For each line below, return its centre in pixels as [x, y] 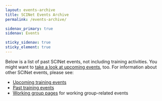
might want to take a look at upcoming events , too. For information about [81, 67]
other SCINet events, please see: [39, 72]
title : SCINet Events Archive [37, 15]
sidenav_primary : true [29, 28]
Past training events [33, 87]
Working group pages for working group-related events [70, 93]
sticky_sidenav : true [28, 43]
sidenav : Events [22, 33]
